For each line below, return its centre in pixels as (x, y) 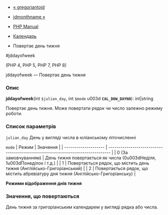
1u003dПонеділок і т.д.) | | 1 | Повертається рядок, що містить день (77, 163)
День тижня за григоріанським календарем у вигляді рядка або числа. (82, 207)
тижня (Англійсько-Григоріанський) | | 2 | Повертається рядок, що (77, 168)
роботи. (14, 114)
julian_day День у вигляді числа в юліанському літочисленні (71, 137)
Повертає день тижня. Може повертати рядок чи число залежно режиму (84, 108)
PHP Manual (26, 26)
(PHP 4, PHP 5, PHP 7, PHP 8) (36, 65)
